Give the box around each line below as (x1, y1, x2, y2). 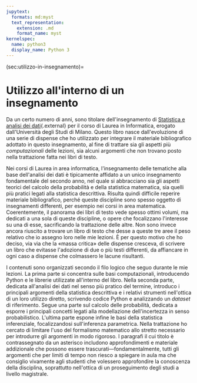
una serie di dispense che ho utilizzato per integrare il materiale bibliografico (6, 134, 192, 141)
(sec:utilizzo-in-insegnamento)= (6, 63, 84, 70)
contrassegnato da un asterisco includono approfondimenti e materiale (6, 339, 178, 346)
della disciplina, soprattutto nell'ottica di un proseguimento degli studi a (6, 364, 179, 371)
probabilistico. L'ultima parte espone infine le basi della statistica (6, 313, 163, 321)
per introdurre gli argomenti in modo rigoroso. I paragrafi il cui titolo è (6, 332, 174, 339)
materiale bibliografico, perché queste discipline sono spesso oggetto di (6, 196, 181, 203)
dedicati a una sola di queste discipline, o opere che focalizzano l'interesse (6, 214, 188, 222)
